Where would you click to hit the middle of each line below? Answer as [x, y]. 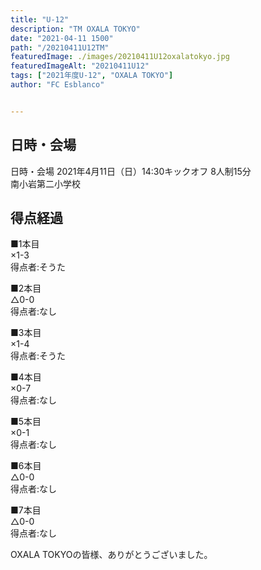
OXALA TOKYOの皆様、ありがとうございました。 [111, 555]
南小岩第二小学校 [45, 183]
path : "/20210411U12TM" [60, 47]
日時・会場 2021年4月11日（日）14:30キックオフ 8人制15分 [131, 171]
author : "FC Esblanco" [57, 85]
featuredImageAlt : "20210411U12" [80, 66]
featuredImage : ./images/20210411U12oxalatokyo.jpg [120, 57]
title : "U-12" [40, 19]
